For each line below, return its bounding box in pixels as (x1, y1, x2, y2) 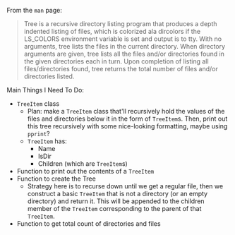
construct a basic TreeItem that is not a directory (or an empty (27, 190, 208, 198)
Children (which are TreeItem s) (37, 159, 128, 168)
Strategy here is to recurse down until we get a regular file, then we (27, 182, 224, 190)
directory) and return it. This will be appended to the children (27, 197, 205, 205)
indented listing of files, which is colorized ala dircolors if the (23, 28, 201, 35)
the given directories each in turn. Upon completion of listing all (23, 57, 209, 66)
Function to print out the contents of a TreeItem (16, 167, 155, 175)
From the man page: (6, 6, 63, 14)
